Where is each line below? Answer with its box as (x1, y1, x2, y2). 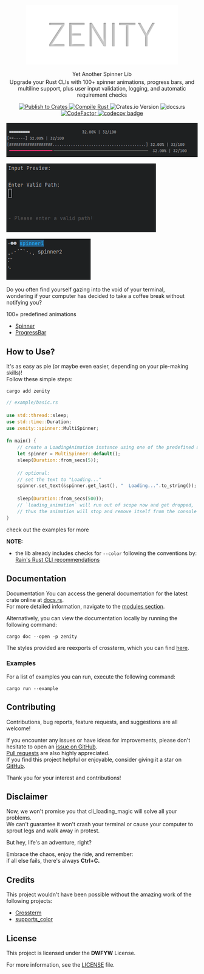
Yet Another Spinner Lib (72, 71, 132, 78)
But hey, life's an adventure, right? (6, 839, 92, 846)
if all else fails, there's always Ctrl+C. (6, 857, 100, 865)
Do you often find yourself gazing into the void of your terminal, (6, 286, 165, 293)
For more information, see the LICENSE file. (6, 961, 115, 969)
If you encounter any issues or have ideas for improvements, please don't (6, 736, 191, 744)
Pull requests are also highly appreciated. (6, 749, 110, 756)
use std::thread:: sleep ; (6, 412, 69, 418)
